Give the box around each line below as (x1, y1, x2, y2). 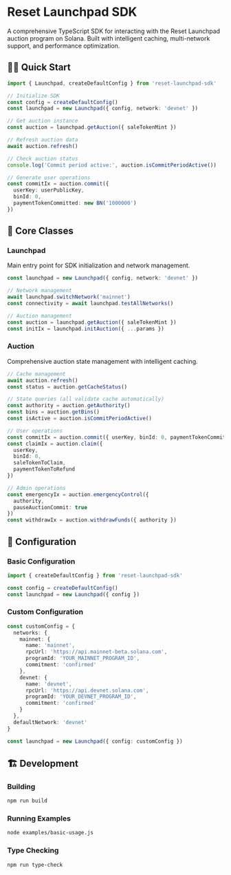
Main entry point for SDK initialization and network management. (7, 261, 190, 269)
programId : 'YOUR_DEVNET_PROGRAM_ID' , (25, 693, 137, 700)
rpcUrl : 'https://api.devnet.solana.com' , (25, 687, 149, 694)
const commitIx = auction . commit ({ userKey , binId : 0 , (7, 433, 168, 441)
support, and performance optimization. (7, 41, 120, 50)
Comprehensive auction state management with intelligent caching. (7, 357, 198, 365)
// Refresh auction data (7, 136, 78, 143)
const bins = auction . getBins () (7, 409, 100, 415)
